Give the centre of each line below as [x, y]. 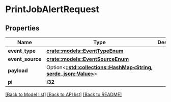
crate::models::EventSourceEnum [88, 59]
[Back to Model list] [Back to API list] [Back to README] [64, 94]
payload [18, 71]
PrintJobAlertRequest [52, 9]
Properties [22, 28]
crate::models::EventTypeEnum [85, 51]
